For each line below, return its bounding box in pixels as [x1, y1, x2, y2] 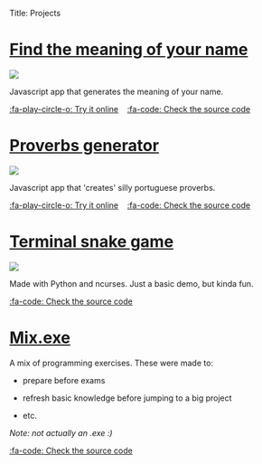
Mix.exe [9, 327, 70, 347]
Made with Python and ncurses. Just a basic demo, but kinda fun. [9, 278, 255, 289]
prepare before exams [22, 374, 106, 385]
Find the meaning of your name [9, 40, 248, 60]
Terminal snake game [9, 232, 174, 252]
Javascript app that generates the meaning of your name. [9, 86, 224, 97]
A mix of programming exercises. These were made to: [9, 357, 214, 368]
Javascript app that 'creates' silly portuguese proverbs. [9, 182, 216, 193]
